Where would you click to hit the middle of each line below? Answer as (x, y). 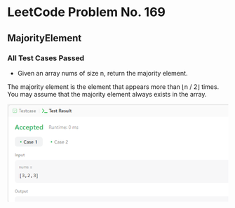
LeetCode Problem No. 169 (87, 12)
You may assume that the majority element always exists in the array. (107, 94)
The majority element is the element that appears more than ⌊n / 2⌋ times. (113, 86)
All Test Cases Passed (46, 58)
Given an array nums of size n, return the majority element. (102, 73)
